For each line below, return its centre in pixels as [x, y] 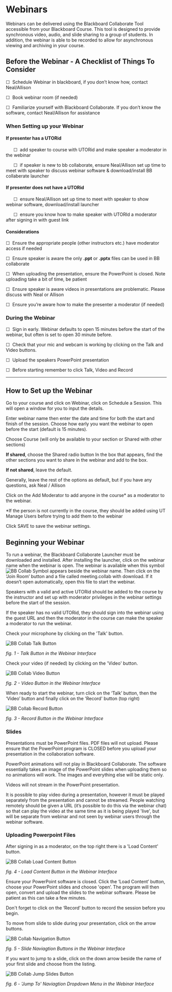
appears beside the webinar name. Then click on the [105, 571]
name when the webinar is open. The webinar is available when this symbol [85, 566]
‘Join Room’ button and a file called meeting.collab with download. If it [79, 577]
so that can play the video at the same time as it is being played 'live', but [83, 811]
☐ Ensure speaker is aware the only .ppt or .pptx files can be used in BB [83, 259]
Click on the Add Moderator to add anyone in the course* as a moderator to [85, 495]
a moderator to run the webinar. [39, 624]
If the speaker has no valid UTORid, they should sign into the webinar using [85, 613]
